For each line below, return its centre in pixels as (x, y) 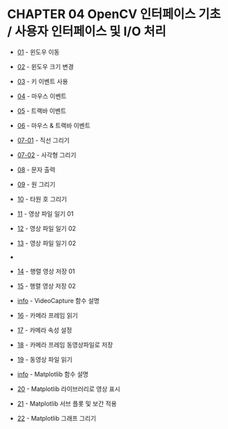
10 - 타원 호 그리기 (42, 199)
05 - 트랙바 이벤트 (42, 111)
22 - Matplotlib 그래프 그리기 (57, 418)
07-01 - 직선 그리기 (43, 140)
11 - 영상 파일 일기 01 (45, 213)
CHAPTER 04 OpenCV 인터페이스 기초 (114, 14)
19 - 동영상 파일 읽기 (45, 359)
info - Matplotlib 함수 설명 (53, 374)
